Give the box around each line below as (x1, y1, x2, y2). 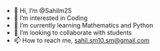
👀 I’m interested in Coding (13, 14, 88, 22)
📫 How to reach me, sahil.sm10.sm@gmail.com (13, 37, 150, 44)
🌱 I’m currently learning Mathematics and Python (13, 21, 154, 29)
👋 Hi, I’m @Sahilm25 (13, 7, 72, 14)
